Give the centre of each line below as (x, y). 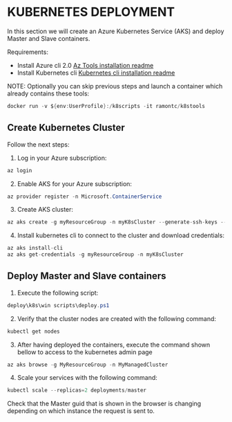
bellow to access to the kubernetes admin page (85, 352)
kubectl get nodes (33, 331)
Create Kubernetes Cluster (66, 128)
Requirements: (28, 52)
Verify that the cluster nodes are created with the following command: (116, 318)
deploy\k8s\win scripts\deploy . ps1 (58, 305)
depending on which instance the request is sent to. (81, 411)
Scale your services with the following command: (87, 378)
